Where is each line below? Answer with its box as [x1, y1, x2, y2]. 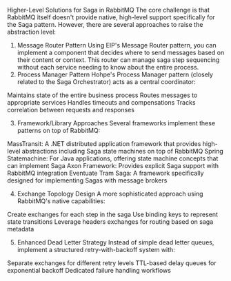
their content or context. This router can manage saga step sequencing [17, 56, 220, 64]
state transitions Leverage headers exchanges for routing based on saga [7, 218, 214, 226]
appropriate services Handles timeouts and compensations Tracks [7, 98, 196, 106]
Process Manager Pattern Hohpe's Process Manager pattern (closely [17, 70, 214, 79]
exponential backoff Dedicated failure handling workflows [7, 267, 171, 274]
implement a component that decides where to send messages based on [17, 48, 225, 56]
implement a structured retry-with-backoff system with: [17, 246, 176, 253]
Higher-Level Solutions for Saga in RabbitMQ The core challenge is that [7, 6, 210, 14]
